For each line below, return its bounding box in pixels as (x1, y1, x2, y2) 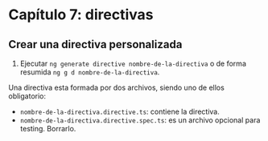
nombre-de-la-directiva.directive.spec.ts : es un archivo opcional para (19, 115, 261, 125)
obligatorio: (8, 91, 47, 101)
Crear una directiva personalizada (8, 38, 183, 51)
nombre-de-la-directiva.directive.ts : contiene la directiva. (19, 107, 220, 116)
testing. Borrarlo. (19, 124, 76, 133)
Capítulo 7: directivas (8, 6, 155, 24)
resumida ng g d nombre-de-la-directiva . (19, 67, 160, 77)
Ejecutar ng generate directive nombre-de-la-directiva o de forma (19, 58, 247, 68)
